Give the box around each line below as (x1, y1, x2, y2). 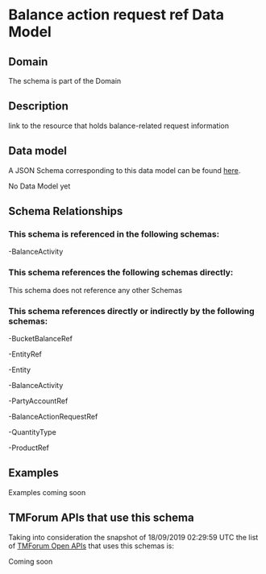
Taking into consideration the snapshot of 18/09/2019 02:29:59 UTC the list (8, 532, 259, 542)
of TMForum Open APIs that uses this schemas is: (8, 541, 175, 551)
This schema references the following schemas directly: (8, 267, 234, 279)
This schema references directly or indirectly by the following (8, 305, 256, 316)
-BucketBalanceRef (8, 333, 73, 343)
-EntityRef (8, 349, 43, 359)
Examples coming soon (8, 487, 86, 497)
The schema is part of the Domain (8, 76, 122, 85)
